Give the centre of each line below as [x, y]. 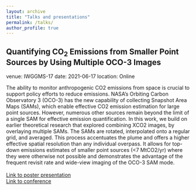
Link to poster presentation [39, 175]
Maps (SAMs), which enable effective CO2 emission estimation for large [93, 107]
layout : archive [26, 11]
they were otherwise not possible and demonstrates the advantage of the [94, 157]
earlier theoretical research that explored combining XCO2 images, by [90, 125]
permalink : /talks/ [30, 22]
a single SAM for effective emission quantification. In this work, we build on [97, 119]
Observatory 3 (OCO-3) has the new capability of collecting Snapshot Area [97, 100]
